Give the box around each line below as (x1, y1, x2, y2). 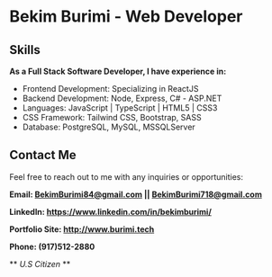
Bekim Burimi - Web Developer (9, 6, 243, 27)
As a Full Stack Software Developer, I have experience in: (9, 66, 227, 76)
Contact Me (9, 147, 77, 163)
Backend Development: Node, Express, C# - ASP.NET (22, 93, 222, 103)
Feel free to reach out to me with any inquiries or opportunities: (9, 171, 244, 182)
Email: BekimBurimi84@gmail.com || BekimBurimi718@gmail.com (9, 189, 263, 200)
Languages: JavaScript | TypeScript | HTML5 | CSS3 (22, 103, 218, 113)
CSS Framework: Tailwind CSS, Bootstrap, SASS (22, 112, 202, 122)
